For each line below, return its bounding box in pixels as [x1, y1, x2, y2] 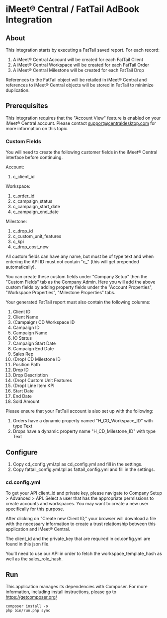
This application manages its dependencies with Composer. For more [5, 584, 148, 590]
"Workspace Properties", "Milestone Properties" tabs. [5, 290, 116, 296]
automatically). [5, 264, 36, 270]
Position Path [12, 362, 40, 368]
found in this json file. [5, 541, 50, 547]
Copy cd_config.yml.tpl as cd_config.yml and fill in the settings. [12, 461, 143, 467]
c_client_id [12, 174, 35, 180]
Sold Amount [12, 398, 40, 404]
